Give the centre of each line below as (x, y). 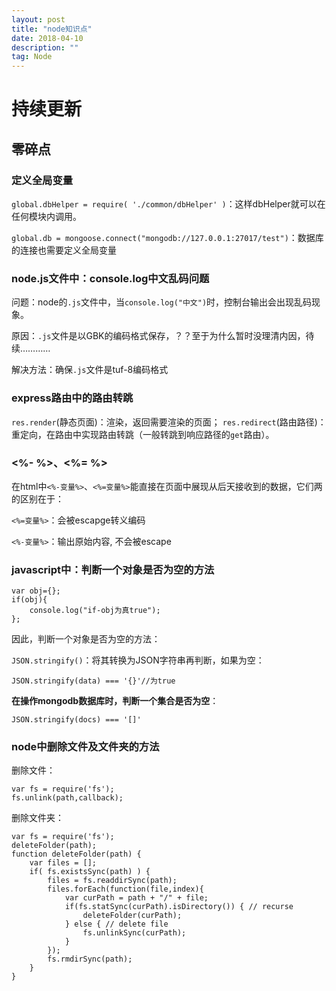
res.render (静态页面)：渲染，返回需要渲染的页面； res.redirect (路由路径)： (169, 422)
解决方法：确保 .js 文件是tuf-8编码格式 (90, 370)
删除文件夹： (37, 818)
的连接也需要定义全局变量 (64, 250)
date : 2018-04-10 (47, 38)
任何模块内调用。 (46, 216)
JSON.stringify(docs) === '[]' (76, 720)
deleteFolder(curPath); (132, 916)
